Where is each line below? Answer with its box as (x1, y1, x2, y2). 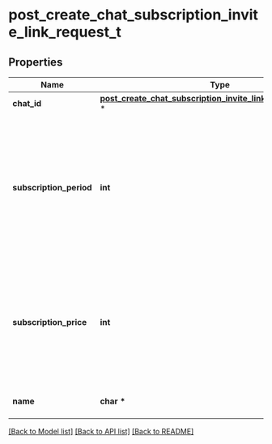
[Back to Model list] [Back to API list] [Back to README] (8, 427, 194, 436)
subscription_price (12, 317, 87, 327)
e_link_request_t (8, 23, 121, 41)
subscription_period (12, 182, 92, 193)
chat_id (12, 98, 42, 109)
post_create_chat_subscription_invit (8, 6, 259, 24)
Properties (8, 55, 63, 69)
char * (100, 395, 125, 407)
